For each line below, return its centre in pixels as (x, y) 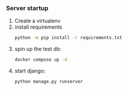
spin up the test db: (38, 49)
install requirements (38, 27)
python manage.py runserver (49, 82)
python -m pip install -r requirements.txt (68, 38)
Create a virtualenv (37, 21)
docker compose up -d (41, 60)
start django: (30, 71)
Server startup (27, 8)
